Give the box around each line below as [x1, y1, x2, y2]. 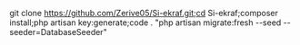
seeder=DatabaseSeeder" [9, 27, 107, 37]
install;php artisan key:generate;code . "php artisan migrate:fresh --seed [9, 17, 282, 28]
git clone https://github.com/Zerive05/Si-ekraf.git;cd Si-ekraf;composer [9, 8, 279, 18]
